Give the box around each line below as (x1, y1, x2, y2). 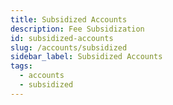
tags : (10, 61, 33, 71)
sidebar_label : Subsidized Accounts (10, 52, 163, 62)
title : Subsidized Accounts (10, 14, 128, 25)
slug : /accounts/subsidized (10, 42, 128, 53)
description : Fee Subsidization (10, 24, 145, 34)
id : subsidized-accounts (10, 33, 114, 43)
